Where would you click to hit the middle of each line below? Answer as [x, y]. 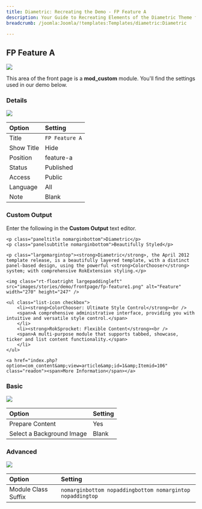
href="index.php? [36, 360]
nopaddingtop [79, 496]
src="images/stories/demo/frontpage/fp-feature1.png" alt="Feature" [94, 287]
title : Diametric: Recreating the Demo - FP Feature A [76, 12]
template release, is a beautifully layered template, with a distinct [98, 260]
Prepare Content [32, 424]
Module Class [29, 490]
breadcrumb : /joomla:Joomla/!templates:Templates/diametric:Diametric [96, 23]
